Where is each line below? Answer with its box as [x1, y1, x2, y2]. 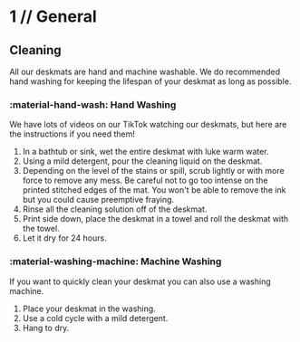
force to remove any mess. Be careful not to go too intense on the [22, 175, 269, 186]
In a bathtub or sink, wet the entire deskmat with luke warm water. [22, 147, 269, 157]
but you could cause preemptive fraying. [22, 195, 175, 205]
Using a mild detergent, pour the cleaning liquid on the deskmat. [22, 156, 263, 166]
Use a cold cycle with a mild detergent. [22, 312, 169, 323]
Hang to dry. [22, 322, 70, 333]
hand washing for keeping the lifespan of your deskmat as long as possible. [9, 76, 292, 87]
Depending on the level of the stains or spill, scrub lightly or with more [22, 166, 285, 176]
